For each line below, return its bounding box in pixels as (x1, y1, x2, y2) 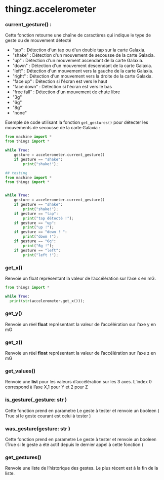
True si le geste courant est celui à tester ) (5, 413, 91, 419)
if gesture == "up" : (14, 221, 56, 225)
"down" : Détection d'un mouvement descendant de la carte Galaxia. (12, 63, 152, 69)
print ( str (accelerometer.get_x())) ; (9, 298, 85, 303)
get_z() (5, 339, 23, 346)
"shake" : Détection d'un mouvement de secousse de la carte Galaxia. (12, 52, 155, 58)
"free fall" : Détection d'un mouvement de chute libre (12, 89, 120, 95)
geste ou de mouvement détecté (5, 37, 72, 43)
